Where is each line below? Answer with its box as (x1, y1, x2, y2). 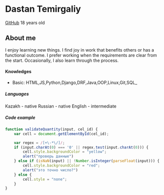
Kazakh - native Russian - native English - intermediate (5, 103, 117, 109)
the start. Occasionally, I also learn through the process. (5, 57, 119, 63)
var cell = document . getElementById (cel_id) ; (14, 131, 109, 136)
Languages (5, 91, 29, 97)
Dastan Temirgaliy (5, 3, 81, 15)
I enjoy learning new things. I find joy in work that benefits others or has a (5, 47, 154, 53)
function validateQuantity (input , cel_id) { (5, 127, 98, 132)
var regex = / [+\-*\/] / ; (14, 140, 65, 145)
